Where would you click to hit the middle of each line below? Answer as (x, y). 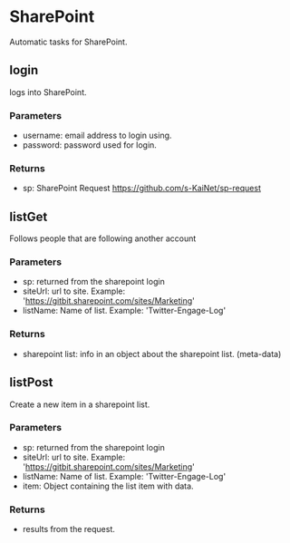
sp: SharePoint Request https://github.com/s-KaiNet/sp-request (141, 189)
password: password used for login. (89, 145)
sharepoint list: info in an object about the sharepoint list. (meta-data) (152, 354)
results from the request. (69, 529)
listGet (29, 216)
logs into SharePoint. (48, 92)
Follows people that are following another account (103, 238)
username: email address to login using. (97, 136)
